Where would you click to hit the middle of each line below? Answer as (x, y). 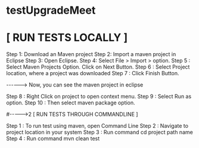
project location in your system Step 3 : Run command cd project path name (100, 132)
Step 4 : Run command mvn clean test (53, 138)
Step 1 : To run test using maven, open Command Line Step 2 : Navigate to (97, 126)
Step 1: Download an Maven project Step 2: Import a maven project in (91, 54)
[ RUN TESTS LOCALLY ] (67, 38)
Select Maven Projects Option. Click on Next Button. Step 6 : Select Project (98, 67)
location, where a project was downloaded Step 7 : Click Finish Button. (93, 73)
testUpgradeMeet (51, 10)
